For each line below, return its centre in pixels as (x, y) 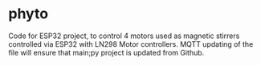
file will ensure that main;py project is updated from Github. (106, 52)
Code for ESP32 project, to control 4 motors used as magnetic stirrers (124, 36)
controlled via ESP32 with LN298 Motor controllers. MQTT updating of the (131, 44)
